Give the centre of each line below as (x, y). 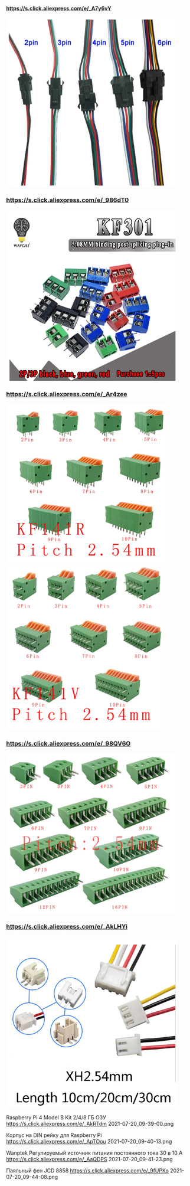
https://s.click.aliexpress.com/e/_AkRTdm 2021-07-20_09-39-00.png (90, 1124)
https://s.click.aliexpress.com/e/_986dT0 (68, 200)
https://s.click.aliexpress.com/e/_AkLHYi (67, 927)
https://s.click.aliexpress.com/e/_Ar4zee (67, 394)
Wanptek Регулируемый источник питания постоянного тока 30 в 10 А (94, 1153)
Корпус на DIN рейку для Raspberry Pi (54, 1135)
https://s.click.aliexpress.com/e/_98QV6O (68, 743)
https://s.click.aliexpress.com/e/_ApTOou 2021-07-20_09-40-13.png (89, 1142)
